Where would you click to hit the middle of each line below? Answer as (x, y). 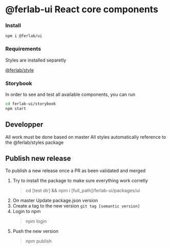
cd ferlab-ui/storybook (31, 104)
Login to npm (27, 212)
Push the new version (36, 231)
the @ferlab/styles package (35, 142)
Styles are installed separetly (36, 60)
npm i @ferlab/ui (24, 36)
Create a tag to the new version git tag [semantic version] (76, 206)
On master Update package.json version (55, 200)
